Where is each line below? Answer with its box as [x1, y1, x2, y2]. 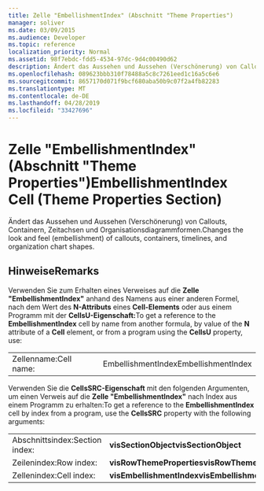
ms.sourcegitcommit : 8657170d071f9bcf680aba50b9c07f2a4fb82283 [8, 77, 220, 85]
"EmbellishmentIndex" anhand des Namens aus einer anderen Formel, [8, 293, 240, 303]
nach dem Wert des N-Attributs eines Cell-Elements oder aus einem [8, 302, 232, 312]
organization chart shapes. [8, 242, 95, 251]
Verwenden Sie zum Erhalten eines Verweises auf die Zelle [8, 285, 200, 295]
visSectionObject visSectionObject [108, 439, 242, 450]
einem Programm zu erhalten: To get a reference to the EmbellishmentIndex [8, 400, 255, 409]
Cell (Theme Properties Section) [8, 190, 222, 209]
